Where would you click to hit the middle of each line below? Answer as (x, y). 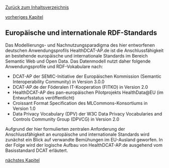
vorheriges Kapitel (24, 17)
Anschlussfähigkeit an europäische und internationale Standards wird (77, 134)
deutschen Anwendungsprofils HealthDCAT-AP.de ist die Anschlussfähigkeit (84, 50)
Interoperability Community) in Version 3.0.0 (59, 81)
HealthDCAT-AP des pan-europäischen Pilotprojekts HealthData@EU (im (88, 92)
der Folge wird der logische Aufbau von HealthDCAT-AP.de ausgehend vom (84, 145)
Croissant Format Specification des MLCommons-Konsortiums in (80, 103)
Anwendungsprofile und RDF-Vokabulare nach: (54, 66)
